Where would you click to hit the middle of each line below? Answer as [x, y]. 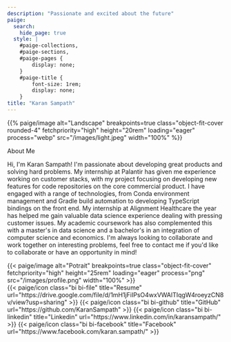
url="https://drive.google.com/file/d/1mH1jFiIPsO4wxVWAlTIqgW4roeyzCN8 [115, 294]
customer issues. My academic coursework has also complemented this [110, 223]
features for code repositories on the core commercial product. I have [106, 186]
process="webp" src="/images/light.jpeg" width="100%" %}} [95, 137]
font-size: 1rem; [57, 84]
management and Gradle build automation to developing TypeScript [103, 201]
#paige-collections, [49, 46]
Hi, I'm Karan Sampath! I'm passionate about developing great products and [115, 164]
